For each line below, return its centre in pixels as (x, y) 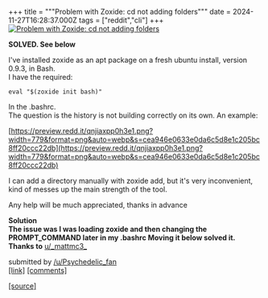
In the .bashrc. (32, 107)
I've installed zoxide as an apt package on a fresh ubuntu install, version (128, 60)
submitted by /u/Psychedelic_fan (62, 262)
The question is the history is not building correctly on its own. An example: (133, 115)
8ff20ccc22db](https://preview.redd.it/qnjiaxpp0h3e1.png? (106, 148)
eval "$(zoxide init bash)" (56, 92)
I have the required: (41, 77)
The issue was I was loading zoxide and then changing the (108, 229)
